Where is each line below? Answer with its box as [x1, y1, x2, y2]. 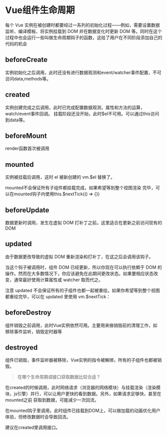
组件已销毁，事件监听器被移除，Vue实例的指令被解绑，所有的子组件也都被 [5, 357, 158, 363]
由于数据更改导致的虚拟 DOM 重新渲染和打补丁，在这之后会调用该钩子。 [5, 253, 154, 260]
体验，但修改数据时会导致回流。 [5, 414, 71, 420]
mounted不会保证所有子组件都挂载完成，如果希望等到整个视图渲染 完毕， [5, 185, 156, 191]
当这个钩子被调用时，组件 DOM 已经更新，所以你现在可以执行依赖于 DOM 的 [5, 264, 162, 270]
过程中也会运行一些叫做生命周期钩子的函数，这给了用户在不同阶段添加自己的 [5, 34, 163, 40]
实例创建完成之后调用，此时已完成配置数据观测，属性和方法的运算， [5, 104, 145, 110]
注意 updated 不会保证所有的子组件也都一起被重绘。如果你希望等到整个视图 [5, 287, 161, 293]
